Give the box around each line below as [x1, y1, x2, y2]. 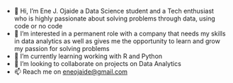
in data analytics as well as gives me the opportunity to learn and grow [13, 37, 221, 45]
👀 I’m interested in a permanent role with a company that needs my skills [13, 29, 226, 38]
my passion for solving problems [13, 45, 110, 52]
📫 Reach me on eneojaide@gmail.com [13, 67, 128, 76]
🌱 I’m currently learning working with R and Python [13, 52, 163, 60]
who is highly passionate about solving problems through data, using [13, 14, 216, 23]
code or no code [13, 22, 63, 30]
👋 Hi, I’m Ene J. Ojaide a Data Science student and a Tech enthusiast [13, 7, 215, 15]
